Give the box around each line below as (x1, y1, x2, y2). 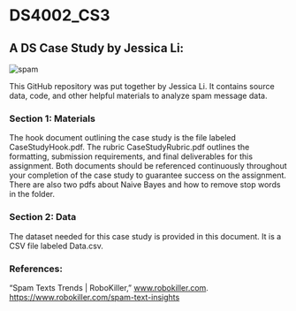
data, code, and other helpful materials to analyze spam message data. (9, 90, 268, 101)
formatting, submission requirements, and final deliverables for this (9, 151, 254, 162)
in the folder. (9, 189, 56, 200)
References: (9, 262, 64, 275)
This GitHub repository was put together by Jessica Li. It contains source (9, 81, 276, 91)
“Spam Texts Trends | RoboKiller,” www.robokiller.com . (9, 282, 209, 292)
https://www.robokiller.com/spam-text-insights (9, 292, 180, 302)
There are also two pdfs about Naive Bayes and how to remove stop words (9, 179, 281, 190)
